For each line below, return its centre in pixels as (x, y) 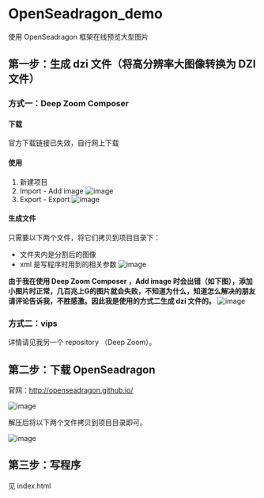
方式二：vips (33, 324)
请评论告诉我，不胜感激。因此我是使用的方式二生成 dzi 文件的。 (112, 301)
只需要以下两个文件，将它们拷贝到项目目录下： (84, 237)
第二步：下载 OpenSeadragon (82, 370)
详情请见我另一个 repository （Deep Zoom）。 (82, 343)
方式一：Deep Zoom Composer (68, 104)
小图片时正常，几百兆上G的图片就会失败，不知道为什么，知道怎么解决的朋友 (132, 291)
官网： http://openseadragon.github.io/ (71, 390)
